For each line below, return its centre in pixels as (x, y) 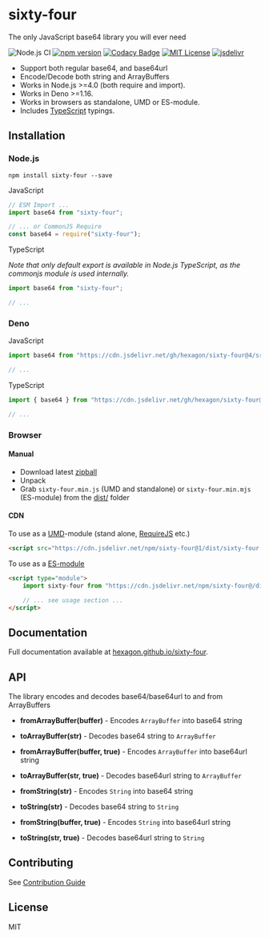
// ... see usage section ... (73, 600)
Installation (37, 136)
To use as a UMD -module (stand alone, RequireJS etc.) (99, 534)
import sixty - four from (62, 586)
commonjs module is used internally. (69, 273)
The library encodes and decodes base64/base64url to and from (116, 696)
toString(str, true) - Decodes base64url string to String (112, 838)
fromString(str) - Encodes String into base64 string (106, 791)
